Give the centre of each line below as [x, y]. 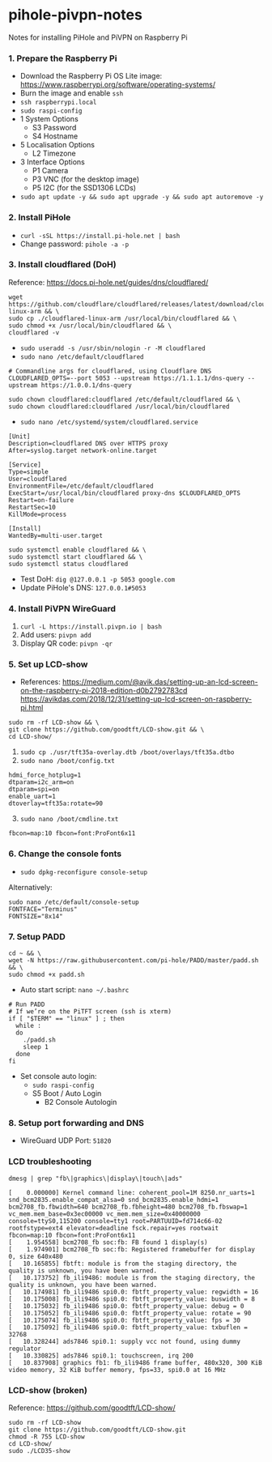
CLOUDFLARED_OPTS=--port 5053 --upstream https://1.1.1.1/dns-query [126, 378]
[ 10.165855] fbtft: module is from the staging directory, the [123, 1264]
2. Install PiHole [40, 218]
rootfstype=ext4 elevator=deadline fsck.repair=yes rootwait [114, 1228]
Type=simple [28, 471]
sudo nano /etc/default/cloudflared [82, 357]
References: [40, 682]
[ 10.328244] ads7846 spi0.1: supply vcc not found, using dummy [125, 1341]
